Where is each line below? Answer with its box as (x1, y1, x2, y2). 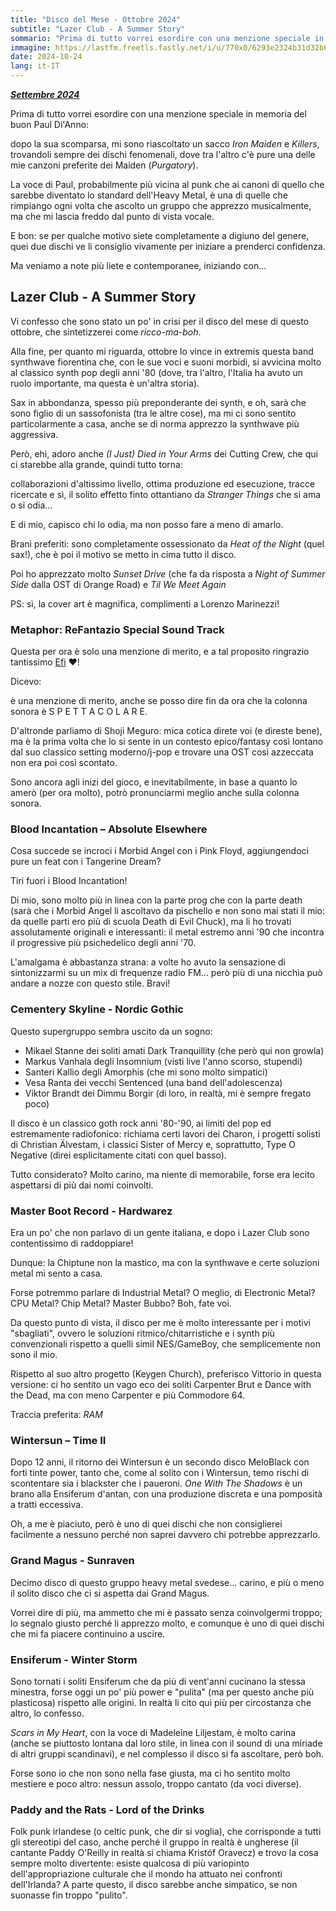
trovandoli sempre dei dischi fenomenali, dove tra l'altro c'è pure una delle (10, 149, 316, 160)
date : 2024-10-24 (10, 52, 83, 62)
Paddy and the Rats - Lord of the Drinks (10, 1802, 205, 1816)
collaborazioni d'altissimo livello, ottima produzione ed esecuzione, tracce (10, 477, 316, 490)
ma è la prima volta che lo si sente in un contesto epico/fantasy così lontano (10, 736, 324, 748)
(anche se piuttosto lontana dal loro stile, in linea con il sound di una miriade (10, 1737, 323, 1749)
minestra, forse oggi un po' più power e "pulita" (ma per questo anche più (10, 1686, 315, 1698)
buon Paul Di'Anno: (10, 119, 90, 130)
